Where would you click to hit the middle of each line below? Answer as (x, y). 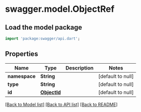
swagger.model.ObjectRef (60, 9)
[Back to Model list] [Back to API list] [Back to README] (61, 104)
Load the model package (44, 27)
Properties (22, 54)
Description (80, 68)
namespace (22, 76)
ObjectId (50, 92)
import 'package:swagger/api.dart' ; (42, 38)
